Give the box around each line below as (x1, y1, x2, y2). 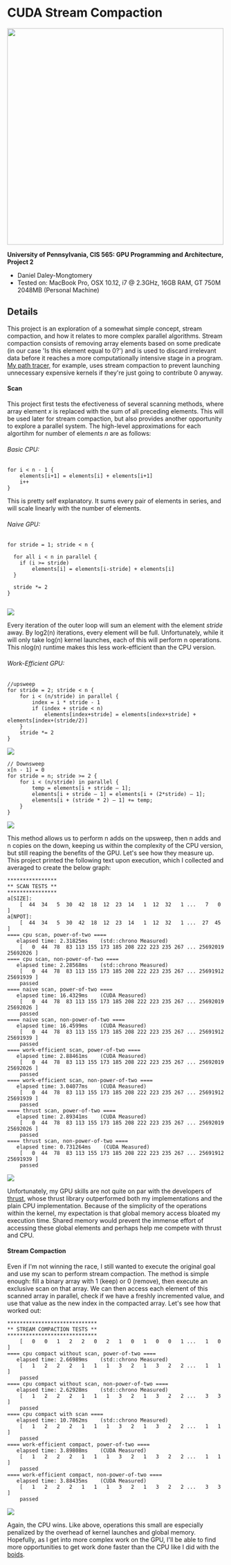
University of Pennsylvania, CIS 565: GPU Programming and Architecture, (7, 250, 223, 258)
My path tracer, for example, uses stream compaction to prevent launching (7, 361, 220, 369)
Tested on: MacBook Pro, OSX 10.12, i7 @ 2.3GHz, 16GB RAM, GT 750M (17, 278, 221, 287)
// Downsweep (7, 760, 45, 767)
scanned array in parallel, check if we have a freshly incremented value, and (7, 1291, 225, 1300)
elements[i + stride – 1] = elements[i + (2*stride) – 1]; (32, 790, 206, 797)
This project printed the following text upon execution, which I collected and (7, 856, 224, 864)
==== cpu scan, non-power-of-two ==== (7, 955, 119, 962)
